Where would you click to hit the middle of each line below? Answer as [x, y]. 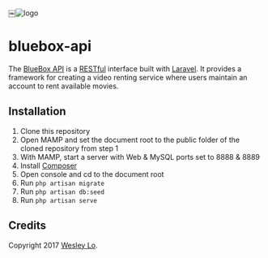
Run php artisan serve [58, 200]
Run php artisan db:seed [62, 191]
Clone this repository [55, 131]
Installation [37, 112]
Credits [28, 226]
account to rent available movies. [64, 86]
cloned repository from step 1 [69, 148]
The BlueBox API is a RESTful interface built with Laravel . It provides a [125, 68]
